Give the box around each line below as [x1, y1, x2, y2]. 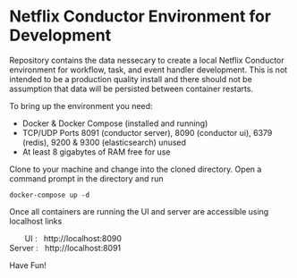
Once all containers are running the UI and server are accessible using [9, 206, 269, 216]
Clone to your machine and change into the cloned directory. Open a [9, 164, 262, 174]
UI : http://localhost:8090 [24, 232, 123, 243]
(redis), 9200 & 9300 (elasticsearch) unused [21, 137, 186, 147]
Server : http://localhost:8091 [9, 242, 122, 253]
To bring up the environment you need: [9, 100, 153, 111]
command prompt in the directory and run [9, 173, 164, 184]
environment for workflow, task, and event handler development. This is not [9, 64, 288, 75]
